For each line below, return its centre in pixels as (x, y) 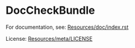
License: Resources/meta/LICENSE (49, 38)
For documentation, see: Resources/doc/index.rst (67, 27)
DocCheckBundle (50, 10)
